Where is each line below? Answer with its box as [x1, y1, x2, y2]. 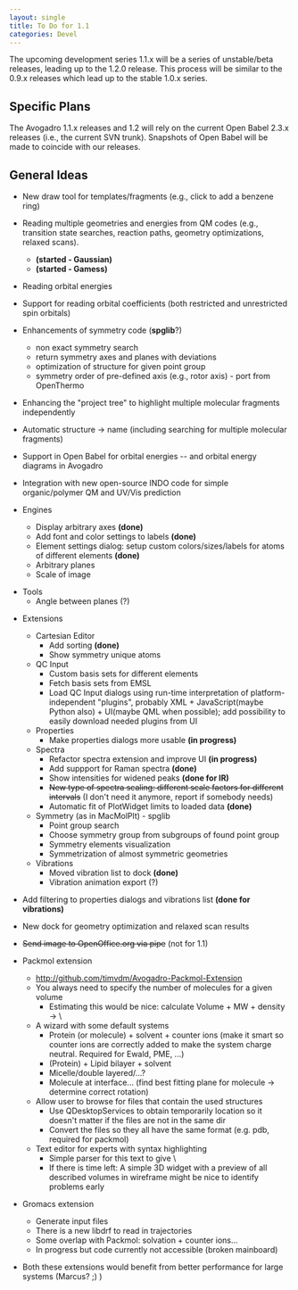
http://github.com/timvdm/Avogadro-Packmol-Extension [35, 973, 243, 983]
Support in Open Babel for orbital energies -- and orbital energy [21, 451, 257, 461]
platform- [250, 688, 286, 698]
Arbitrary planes [35, 559, 95, 570]
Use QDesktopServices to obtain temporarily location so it [48, 1105, 263, 1116]
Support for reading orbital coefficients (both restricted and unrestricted [21, 298, 288, 309]
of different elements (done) [35, 550, 140, 560]
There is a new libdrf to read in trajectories [35, 1226, 193, 1236]
